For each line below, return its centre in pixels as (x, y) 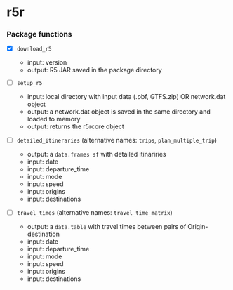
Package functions (39, 34)
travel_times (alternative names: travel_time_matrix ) (94, 213)
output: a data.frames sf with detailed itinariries (96, 154)
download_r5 (34, 49)
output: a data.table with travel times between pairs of (107, 227)
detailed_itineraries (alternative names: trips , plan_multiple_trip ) (117, 140)
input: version (47, 62)
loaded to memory (54, 119)
